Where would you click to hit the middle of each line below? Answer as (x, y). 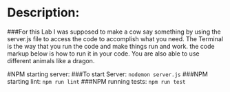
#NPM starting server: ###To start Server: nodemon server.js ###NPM (107, 74)
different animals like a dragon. (51, 60)
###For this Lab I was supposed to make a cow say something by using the (114, 32)
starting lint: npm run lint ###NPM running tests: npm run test (96, 81)
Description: (43, 13)
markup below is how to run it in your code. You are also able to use (103, 54)
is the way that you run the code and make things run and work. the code (111, 46)
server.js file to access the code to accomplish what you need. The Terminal (115, 38)
